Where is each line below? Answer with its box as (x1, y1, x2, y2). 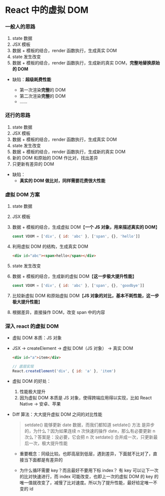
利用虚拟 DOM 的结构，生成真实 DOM (12, 243, 88, 249)
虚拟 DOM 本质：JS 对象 (12, 335, 62, 341)
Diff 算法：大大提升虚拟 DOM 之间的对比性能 (12, 411, 103, 417)
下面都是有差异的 (28, 457, 63, 463)
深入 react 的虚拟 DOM (5, 323, 59, 330)
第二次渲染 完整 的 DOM (19, 93, 66, 99)
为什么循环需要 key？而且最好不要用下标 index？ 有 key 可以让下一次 (19, 467, 159, 473)
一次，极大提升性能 (28, 440, 68, 446)
